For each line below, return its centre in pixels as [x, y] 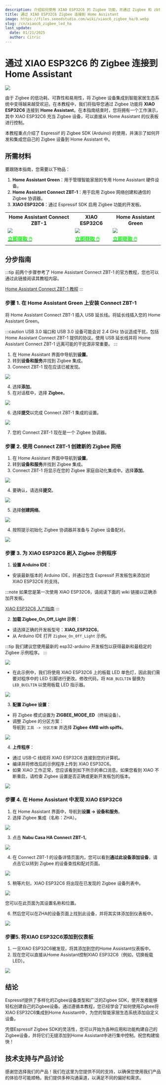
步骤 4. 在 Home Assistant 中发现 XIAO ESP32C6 [64, 800]
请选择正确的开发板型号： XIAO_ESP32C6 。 [57, 630]
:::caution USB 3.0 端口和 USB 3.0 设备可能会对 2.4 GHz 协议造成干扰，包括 [82, 331]
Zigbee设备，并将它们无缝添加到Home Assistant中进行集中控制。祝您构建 [80, 1035]
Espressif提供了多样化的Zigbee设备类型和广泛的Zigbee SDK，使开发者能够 [81, 1000]
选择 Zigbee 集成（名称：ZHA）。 [46, 817]
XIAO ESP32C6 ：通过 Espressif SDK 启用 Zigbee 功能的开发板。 [78, 204]
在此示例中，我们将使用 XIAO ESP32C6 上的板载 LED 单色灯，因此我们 [84, 672]
